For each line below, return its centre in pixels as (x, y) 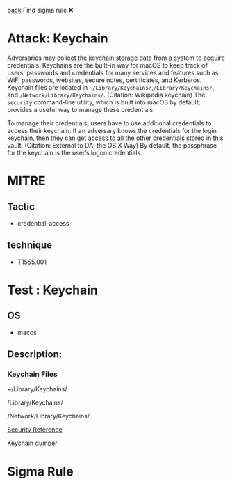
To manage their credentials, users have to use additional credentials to (109, 123)
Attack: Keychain (58, 39)
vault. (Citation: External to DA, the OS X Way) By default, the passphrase (112, 145)
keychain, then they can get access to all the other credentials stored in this (115, 138)
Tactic (21, 206)
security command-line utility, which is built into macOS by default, (104, 102)
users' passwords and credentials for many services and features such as (113, 72)
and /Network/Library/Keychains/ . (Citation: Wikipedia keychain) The (106, 95)
